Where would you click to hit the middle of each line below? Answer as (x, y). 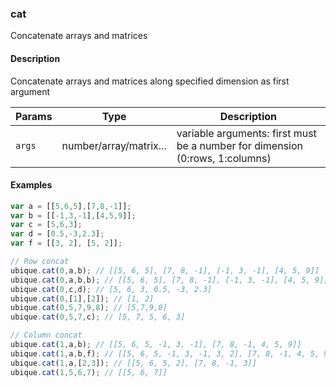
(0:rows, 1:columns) (224, 158)
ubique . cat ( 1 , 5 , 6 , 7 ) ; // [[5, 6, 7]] (89, 372)
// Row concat (40, 262)
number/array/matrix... (114, 145)
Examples (31, 185)
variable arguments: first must (246, 133)
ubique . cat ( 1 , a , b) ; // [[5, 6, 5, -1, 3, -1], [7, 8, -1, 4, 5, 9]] (156, 345)
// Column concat (46, 335)
